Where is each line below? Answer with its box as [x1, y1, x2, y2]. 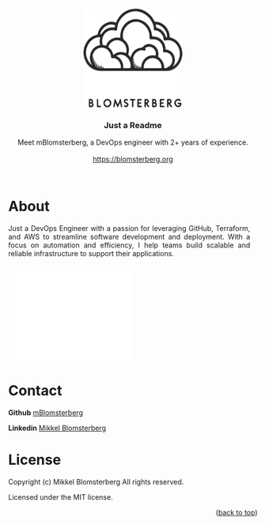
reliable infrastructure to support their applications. [8, 249, 174, 259]
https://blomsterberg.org [92, 154, 174, 164]
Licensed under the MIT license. [8, 492, 113, 501]
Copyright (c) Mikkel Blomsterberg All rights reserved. [8, 477, 184, 486]
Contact [8, 382, 62, 400]
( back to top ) [215, 508, 258, 517]
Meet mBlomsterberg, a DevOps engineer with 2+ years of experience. [17, 138, 249, 147]
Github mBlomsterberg [8, 407, 83, 417]
